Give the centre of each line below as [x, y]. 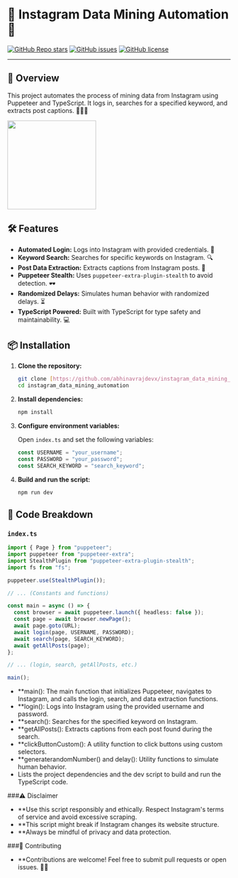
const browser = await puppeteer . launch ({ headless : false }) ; [109, 613]
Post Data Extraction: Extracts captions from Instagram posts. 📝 [112, 267]
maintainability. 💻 [44, 320]
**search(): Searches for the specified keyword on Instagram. [108, 722]
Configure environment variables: [68, 426]
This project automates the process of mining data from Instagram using [113, 95]
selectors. [32, 752]
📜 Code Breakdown [50, 514]
